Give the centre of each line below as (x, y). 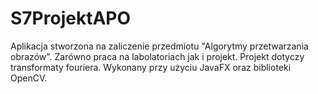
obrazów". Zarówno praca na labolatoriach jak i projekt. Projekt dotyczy (157, 56)
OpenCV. (29, 78)
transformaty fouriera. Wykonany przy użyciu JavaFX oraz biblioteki (151, 67)
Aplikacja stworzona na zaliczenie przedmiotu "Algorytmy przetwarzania (159, 46)
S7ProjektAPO (71, 18)
